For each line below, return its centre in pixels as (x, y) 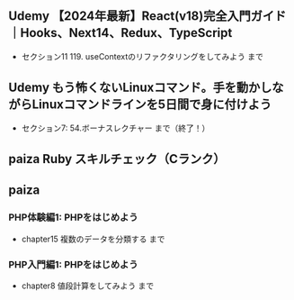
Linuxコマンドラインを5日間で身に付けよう (151, 105)
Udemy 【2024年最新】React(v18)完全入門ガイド (147, 16)
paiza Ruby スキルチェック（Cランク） (117, 159)
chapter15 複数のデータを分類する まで (93, 239)
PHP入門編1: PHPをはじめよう (73, 264)
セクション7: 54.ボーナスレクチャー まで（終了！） (116, 128)
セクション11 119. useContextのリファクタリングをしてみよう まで (143, 56)
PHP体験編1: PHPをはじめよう (73, 217)
